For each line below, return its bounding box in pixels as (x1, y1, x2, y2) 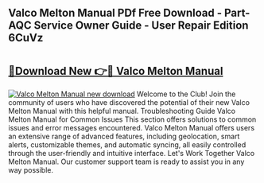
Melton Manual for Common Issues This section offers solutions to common (8, 115, 257, 124)
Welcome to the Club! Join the (136, 89, 236, 99)
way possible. (8, 165, 54, 174)
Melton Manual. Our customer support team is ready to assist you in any (8, 157, 245, 166)
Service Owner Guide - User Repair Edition (33, 19, 249, 33)
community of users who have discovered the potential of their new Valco (8, 98, 250, 107)
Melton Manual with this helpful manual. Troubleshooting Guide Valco (8, 107, 236, 115)
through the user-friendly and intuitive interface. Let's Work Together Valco (8, 149, 255, 158)
